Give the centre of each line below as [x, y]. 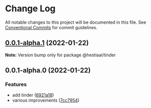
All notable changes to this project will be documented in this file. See [76, 22]
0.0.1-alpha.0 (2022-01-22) [48, 70]
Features [16, 84]
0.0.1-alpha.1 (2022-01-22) [47, 43]
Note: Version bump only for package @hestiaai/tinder [60, 55]
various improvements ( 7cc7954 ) [46, 100]
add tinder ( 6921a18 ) [33, 95]
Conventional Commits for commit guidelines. [51, 27]
